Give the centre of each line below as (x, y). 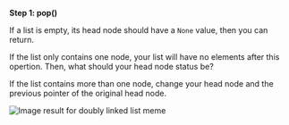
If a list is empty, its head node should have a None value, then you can (139, 30)
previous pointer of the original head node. (88, 93)
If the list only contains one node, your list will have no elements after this (144, 57)
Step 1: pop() (34, 13)
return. (21, 40)
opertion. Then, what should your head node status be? (112, 67)
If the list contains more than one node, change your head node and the (142, 83)
